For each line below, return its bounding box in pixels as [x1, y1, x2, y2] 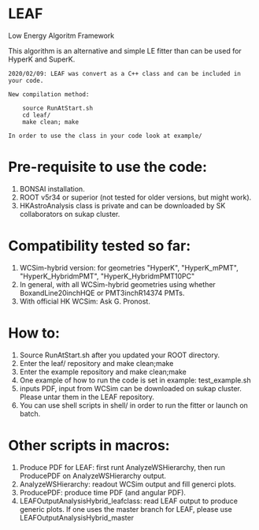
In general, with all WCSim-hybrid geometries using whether [19, 279, 216, 289]
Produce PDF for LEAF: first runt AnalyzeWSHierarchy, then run [19, 462, 226, 472]
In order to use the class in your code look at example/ [8, 132, 202, 140]
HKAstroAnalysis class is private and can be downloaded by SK [19, 200, 226, 210]
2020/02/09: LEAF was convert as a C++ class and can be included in [8, 69, 242, 77]
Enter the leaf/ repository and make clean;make [19, 358, 174, 368]
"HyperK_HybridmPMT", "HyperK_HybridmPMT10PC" [19, 271, 195, 281]
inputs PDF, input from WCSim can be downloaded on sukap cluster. [19, 383, 242, 393]
